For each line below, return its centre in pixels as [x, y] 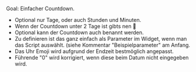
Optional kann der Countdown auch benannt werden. [79, 32]
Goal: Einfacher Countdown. [40, 9]
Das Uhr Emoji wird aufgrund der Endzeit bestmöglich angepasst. [94, 51]
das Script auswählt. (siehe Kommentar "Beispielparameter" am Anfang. [102, 45]
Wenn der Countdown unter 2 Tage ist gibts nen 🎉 [76, 26]
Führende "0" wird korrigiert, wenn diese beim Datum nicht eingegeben [102, 58]
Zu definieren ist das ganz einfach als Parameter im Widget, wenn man [101, 39]
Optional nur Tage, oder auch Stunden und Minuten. [78, 20]
